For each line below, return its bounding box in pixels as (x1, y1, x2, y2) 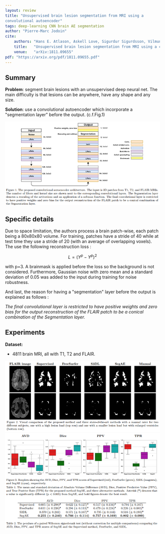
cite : (5, 34, 16, 39)
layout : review (5, 8, 36, 13)
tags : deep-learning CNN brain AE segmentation (5, 24, 105, 29)
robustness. (5, 279, 29, 285)
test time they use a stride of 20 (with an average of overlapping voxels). (5, 239, 152, 245)
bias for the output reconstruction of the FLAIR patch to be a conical (5, 309, 144, 314)
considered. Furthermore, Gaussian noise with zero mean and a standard (5, 269, 153, 275)
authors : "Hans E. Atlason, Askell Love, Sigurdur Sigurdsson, (14, 39, 146, 44)
